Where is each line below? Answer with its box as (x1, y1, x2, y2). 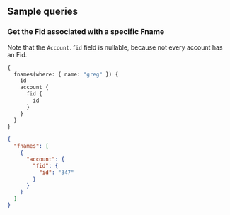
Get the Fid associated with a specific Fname (7, 27, 165, 37)
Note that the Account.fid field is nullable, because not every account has (7, 42, 223, 52)
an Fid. (7, 50, 28, 59)
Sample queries (7, 6, 78, 18)
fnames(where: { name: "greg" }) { (13, 71, 119, 78)
